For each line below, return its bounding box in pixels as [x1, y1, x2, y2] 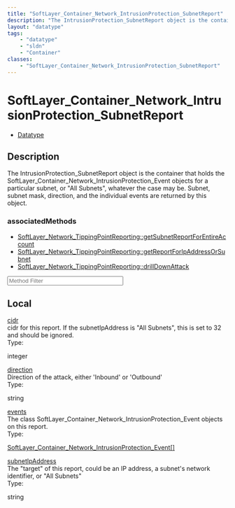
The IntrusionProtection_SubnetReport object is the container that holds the [7, 169, 225, 178]
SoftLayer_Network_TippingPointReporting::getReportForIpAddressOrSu [17, 247, 226, 255]
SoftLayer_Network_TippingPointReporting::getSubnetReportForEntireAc [17, 232, 227, 241]
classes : [7, 56, 33, 63]
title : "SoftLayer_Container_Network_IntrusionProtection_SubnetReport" [7, 10, 224, 17]
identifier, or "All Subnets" [7, 472, 82, 480]
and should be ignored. [7, 331, 75, 339]
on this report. [7, 423, 48, 431]
